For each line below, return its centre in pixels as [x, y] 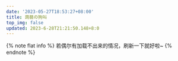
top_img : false [25, 23]
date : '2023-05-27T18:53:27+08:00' [50, 12]
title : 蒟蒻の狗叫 [27, 17]
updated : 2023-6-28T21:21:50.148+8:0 [53, 28]
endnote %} [21, 52]
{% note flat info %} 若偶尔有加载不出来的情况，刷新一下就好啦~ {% [89, 46]
